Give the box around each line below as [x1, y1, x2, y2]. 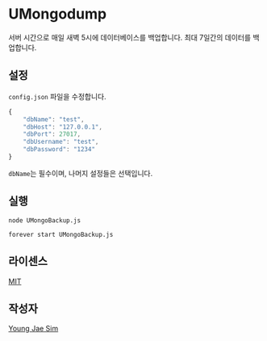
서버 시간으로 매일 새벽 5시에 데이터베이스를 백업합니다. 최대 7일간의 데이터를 [8, 32, 252, 42]
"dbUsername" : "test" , [23, 138, 99, 146]
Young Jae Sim [8, 324, 59, 334]
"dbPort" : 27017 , [23, 130, 81, 138]
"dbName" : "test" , [23, 115, 85, 124]
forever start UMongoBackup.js [8, 230, 114, 238]
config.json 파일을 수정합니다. [8, 91, 106, 101]
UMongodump [8, 5, 107, 23]
